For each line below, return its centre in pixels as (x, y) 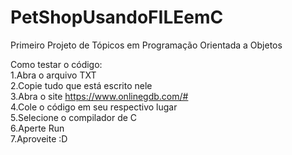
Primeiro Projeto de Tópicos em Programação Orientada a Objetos (146, 45)
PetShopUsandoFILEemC (117, 17)
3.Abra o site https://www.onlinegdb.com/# (99, 96)
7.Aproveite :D (39, 138)
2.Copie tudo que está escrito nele (81, 85)
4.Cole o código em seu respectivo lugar (94, 107)
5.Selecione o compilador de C (74, 117)
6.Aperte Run (37, 128)
